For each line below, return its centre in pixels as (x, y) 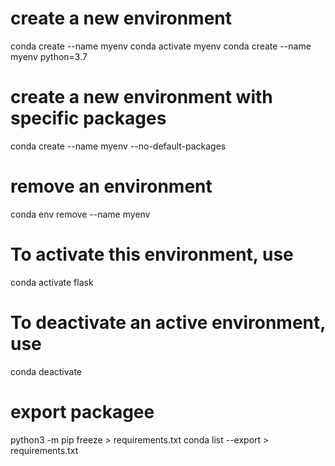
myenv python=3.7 (49, 56)
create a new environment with (141, 97)
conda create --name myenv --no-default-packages (118, 146)
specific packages (88, 118)
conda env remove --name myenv (80, 214)
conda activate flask (52, 282)
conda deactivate (46, 371)
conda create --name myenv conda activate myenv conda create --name (161, 46)
